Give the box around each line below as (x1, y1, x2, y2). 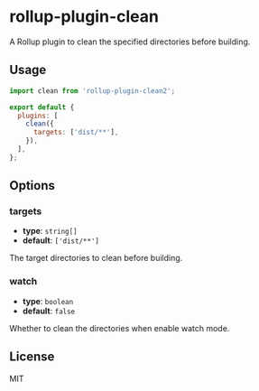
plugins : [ (17, 111, 59, 120)
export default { (9, 102, 75, 112)
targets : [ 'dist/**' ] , (32, 128, 119, 137)
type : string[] (22, 226, 79, 237)
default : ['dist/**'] (22, 235, 99, 246)
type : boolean (22, 295, 74, 306)
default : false (22, 305, 76, 316)
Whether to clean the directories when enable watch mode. (9, 322, 230, 333)
